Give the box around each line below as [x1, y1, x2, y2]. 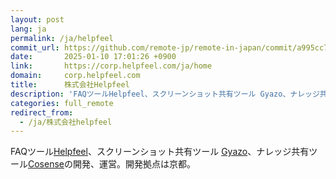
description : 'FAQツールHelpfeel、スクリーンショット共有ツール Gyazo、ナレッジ [10, 89, 320, 99]
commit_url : [10, 42, 60, 53]
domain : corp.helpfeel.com [10, 71, 141, 81]
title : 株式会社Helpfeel [10, 80, 130, 90]
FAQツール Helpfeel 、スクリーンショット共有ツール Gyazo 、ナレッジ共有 [10, 146, 310, 158]
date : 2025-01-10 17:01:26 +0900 [10, 52, 177, 62]
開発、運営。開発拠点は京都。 [72, 158, 196, 170]
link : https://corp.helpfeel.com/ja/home [10, 61, 213, 71]
